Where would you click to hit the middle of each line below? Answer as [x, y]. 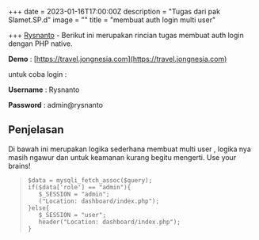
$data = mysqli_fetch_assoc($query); [90, 180]
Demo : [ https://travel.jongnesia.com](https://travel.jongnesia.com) [118, 59]
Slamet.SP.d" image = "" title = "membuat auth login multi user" [112, 20]
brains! [19, 166]
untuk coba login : [38, 74]
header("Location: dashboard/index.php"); [109, 222]
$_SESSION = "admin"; [74, 194]
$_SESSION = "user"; [72, 215]
